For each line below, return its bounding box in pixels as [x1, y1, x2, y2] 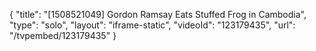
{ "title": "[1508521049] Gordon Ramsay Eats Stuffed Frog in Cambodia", [9, 9, 307, 20]
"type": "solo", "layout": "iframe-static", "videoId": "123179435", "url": [9, 19, 296, 31]
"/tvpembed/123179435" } [9, 30, 117, 41]
